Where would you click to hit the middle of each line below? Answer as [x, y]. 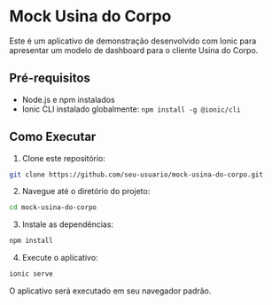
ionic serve [31, 274]
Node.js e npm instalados [68, 99]
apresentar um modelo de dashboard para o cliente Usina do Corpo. [134, 50]
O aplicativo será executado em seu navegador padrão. [110, 291]
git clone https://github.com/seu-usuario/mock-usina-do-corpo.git [136, 175]
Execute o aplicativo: [60, 258]
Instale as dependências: [67, 224]
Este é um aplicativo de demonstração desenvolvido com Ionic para [133, 41]
